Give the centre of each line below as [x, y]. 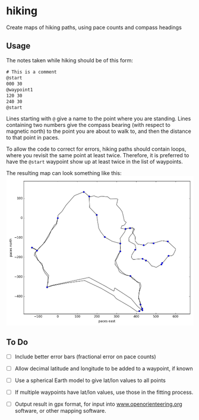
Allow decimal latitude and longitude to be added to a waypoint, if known [104, 368]
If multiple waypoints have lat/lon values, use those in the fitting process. [104, 392]
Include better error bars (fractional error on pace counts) [85, 357]
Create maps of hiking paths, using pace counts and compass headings [94, 27]
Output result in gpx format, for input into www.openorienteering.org [98, 404]
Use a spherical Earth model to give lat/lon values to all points [90, 380]
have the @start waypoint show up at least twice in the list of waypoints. [94, 161]
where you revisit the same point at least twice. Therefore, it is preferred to [98, 155]
